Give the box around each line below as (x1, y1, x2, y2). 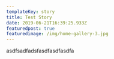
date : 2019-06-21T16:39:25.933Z (6, 20, 87, 26)
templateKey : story (6, 8, 55, 15)
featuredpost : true (6, 25, 55, 32)
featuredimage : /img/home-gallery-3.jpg (6, 31, 109, 37)
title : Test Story (6, 14, 52, 20)
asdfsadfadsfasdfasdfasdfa (6, 47, 74, 54)
